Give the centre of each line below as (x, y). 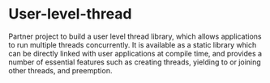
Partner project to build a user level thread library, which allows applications (135, 36)
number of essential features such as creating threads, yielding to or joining (135, 62)
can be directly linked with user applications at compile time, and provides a (135, 53)
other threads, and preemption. (60, 70)
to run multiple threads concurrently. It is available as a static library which (133, 44)
